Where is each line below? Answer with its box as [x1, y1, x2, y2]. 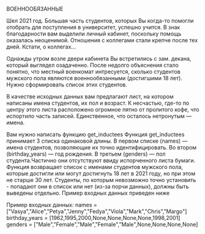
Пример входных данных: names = [6, 202, 98, 208]
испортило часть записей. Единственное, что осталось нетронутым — [6, 113, 192, 119]
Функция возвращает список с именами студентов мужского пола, [6, 164, 184, 170]
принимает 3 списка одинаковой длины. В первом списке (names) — [6, 137, 188, 145]
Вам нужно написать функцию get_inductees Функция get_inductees [6, 131, 185, 138]
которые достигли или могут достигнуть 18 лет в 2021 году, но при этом [6, 170, 196, 177]
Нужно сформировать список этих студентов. [6, 81, 127, 88]
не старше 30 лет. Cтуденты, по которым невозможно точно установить [6, 176, 196, 183]
